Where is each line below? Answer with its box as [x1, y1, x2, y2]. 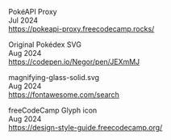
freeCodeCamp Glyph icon [8, 105, 98, 115]
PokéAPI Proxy [8, 7, 58, 16]
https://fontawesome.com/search [8, 90, 119, 100]
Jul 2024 [8, 15, 39, 25]
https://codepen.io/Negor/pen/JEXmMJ [8, 57, 140, 66]
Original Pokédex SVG [8, 40, 82, 49]
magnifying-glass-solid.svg [8, 73, 99, 82]
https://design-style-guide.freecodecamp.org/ [8, 123, 163, 132]
